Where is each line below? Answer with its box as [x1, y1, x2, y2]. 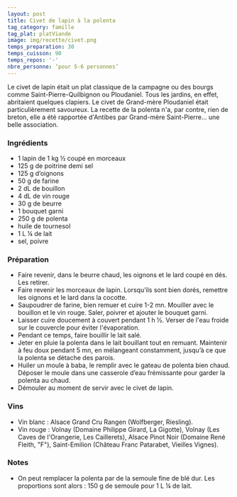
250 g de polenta [17, 214, 68, 223]
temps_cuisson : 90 [7, 50, 62, 57]
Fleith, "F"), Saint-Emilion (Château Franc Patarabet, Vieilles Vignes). [17, 440, 219, 449]
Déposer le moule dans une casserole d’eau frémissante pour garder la [17, 369, 226, 377]
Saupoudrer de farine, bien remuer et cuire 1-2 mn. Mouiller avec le [17, 301, 214, 309]
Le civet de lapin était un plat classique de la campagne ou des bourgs [7, 82, 214, 91]
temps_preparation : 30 [7, 43, 75, 50]
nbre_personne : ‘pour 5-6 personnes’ [7, 63, 119, 70]
